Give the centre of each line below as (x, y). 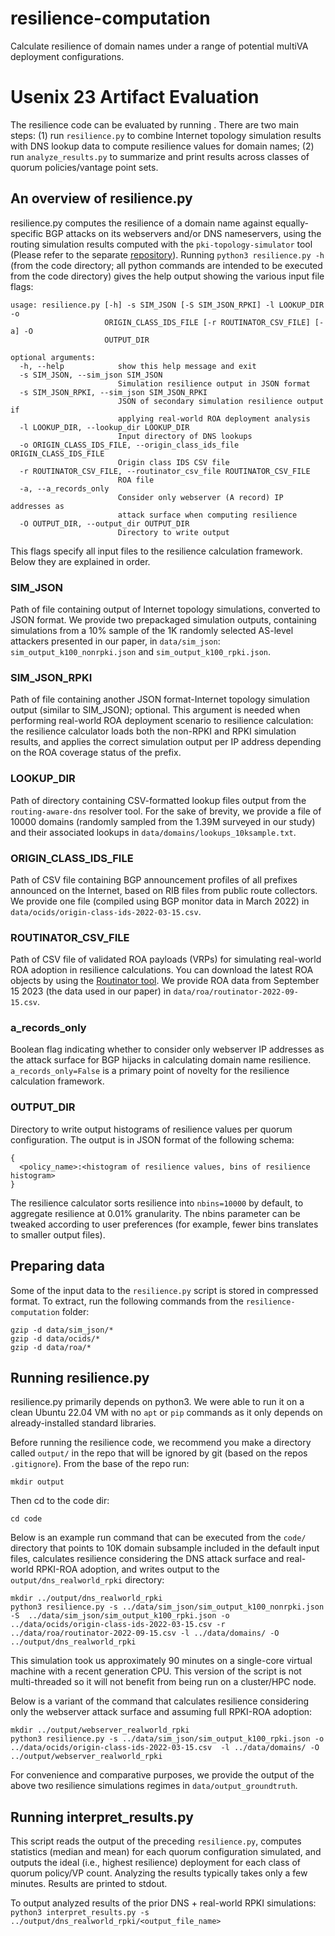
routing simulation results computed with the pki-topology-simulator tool (161, 244)
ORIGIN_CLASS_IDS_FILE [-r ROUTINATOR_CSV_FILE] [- (214, 322)
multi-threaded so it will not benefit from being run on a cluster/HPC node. (163, 1682)
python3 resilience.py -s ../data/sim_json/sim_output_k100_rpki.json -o (167, 1739)
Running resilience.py (80, 1377)
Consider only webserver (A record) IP (200, 497)
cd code (26, 1519)
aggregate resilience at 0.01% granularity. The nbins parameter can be (155, 1213)
